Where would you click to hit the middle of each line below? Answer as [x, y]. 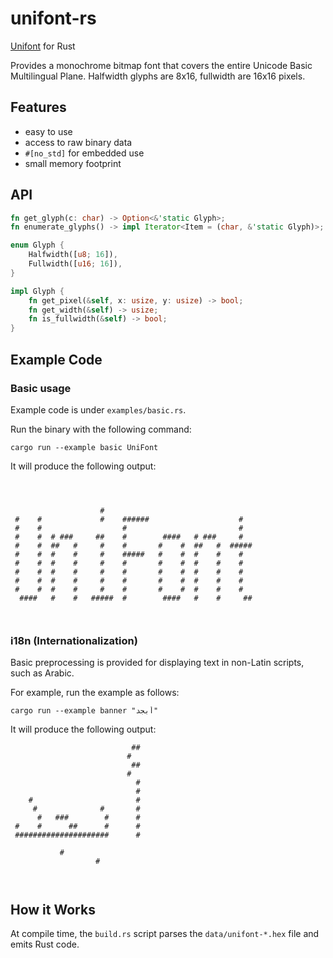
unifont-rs [53, 18]
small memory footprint [73, 163]
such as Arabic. [42, 673]
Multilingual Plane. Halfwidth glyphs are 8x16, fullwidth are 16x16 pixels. [158, 76]
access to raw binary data [78, 142]
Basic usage [41, 388]
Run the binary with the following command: [101, 429]
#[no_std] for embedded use [84, 153]
